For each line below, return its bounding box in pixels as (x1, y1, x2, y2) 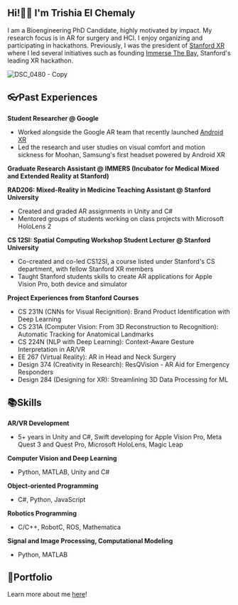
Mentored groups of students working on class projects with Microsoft (17, 214, 225, 223)
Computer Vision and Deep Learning (7, 454, 117, 463)
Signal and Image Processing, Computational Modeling (7, 537, 173, 545)
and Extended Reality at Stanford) (7, 171, 109, 180)
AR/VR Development (7, 419, 70, 427)
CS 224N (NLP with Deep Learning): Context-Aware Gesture (17, 337, 195, 346)
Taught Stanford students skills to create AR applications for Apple (17, 272, 213, 281)
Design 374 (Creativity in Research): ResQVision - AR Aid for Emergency (17, 360, 229, 368)
